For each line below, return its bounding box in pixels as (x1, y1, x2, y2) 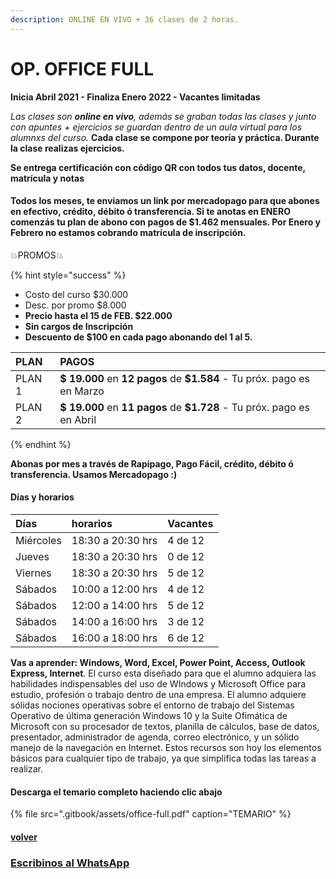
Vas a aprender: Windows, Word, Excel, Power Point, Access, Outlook (10, 656, 306, 668)
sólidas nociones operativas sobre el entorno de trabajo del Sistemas (10, 699, 295, 711)
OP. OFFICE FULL (10, 57, 155, 80)
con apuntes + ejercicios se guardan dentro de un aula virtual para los (10, 121, 303, 133)
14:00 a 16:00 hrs (71, 614, 158, 628)
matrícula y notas (10, 172, 85, 184)
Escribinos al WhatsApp (10, 856, 130, 870)
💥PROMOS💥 (10, 249, 64, 261)
